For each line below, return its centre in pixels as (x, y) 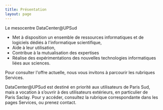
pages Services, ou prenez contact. (41, 102)
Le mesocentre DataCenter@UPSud (41, 28)
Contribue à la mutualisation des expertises (55, 53)
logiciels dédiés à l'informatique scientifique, (57, 42)
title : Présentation (26, 9)
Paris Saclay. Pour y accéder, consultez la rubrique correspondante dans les (81, 97)
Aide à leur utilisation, (34, 47)
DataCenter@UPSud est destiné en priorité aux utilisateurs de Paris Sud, (78, 87)
